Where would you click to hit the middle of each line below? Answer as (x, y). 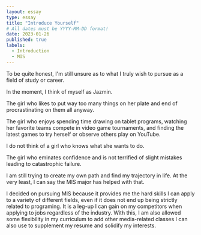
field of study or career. (35, 80)
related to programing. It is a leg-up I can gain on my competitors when (94, 206)
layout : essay (24, 12)
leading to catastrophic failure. (44, 163)
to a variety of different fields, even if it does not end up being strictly (92, 200)
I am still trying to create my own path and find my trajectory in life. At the (97, 175)
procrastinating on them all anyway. (50, 109)
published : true (26, 40)
